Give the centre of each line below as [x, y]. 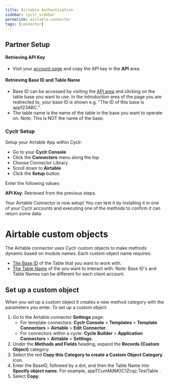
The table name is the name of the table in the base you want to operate [88, 113]
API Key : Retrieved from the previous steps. [51, 193]
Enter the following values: [33, 183]
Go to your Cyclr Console [39, 152]
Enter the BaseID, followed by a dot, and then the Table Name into [81, 366]
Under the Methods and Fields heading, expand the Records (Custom [86, 344]
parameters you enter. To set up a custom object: [56, 307]
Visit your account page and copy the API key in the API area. [76, 68]
